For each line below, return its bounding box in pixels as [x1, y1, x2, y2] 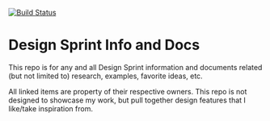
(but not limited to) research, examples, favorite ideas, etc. [8, 71, 204, 81]
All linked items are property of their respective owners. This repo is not [8, 86, 247, 96]
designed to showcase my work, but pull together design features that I [8, 95, 247, 105]
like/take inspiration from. [8, 103, 93, 113]
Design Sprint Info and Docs [8, 36, 200, 54]
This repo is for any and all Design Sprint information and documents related [8, 62, 263, 72]
